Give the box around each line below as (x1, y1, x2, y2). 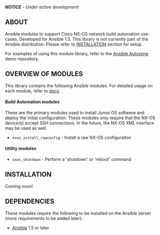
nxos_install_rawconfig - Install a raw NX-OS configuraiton (12, 134, 132, 140)
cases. (5, 36, 18, 42)
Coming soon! (5, 183, 33, 189)
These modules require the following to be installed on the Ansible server (5, 210, 151, 216)
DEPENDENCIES (5, 197, 55, 205)
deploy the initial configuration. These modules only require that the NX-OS (5, 115, 156, 121)
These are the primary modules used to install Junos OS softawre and (5, 110, 144, 115)
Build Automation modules (5, 99, 60, 105)
